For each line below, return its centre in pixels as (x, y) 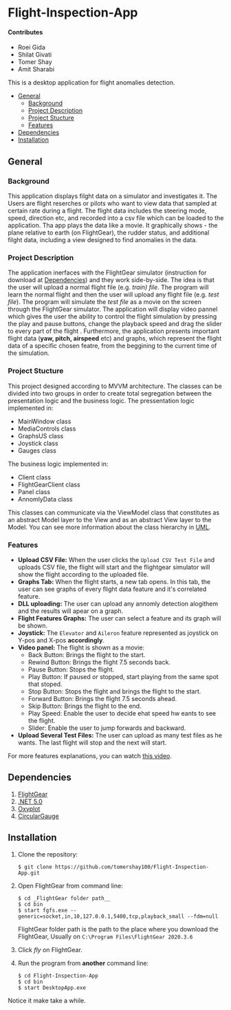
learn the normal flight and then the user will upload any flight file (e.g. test (113, 294)
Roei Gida (31, 47)
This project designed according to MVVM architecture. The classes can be (115, 386)
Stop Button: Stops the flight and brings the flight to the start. (114, 691)
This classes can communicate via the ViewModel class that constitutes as (113, 512)
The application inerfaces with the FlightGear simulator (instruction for (107, 272)
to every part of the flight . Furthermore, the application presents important (114, 331)
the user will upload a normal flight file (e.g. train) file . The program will (108, 288)
